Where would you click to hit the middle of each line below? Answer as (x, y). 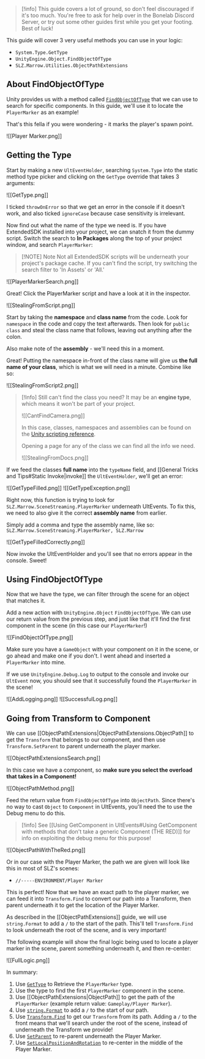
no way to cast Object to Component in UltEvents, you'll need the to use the (99, 807)
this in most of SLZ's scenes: (43, 868)
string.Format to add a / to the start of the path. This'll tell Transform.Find (100, 924)
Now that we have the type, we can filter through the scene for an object (98, 594)
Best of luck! (37, 28)
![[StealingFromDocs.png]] (55, 457)
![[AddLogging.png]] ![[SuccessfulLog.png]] (62, 699)
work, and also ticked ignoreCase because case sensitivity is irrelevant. (96, 213)
